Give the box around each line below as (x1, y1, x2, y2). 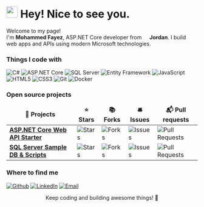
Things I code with (6, 55, 62, 64)
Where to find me (6, 168, 59, 177)
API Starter (9, 133, 42, 142)
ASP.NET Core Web (9, 125, 67, 134)
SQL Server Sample (9, 143, 67, 151)
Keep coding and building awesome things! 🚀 (45, 194, 159, 201)
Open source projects (6, 91, 72, 99)
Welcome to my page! (6, 27, 61, 34)
